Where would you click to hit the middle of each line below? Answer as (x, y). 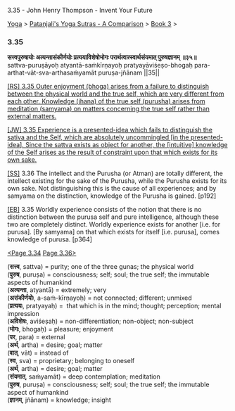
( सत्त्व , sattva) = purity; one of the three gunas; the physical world (101, 267)
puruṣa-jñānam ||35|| (129, 72)
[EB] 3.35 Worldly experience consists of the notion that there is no (104, 210)
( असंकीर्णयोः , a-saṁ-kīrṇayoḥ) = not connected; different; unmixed (100, 298)
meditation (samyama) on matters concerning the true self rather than (108, 109)
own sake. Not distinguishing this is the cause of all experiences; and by (112, 189)
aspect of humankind (38, 393)
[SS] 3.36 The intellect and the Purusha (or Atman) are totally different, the (115, 173)
